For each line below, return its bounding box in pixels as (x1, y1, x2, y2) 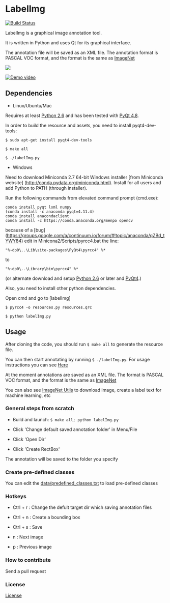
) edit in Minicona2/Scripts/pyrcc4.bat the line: (21, 238, 119, 244)
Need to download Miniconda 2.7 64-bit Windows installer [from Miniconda (5, 174, 163, 180)
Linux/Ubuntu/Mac (12, 102, 52, 108)
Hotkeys (5, 493, 26, 500)
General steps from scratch (5, 405, 75, 412)
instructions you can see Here (5, 362, 68, 368)
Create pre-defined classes (5, 469, 75, 476)
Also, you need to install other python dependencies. (5, 285, 116, 291)
